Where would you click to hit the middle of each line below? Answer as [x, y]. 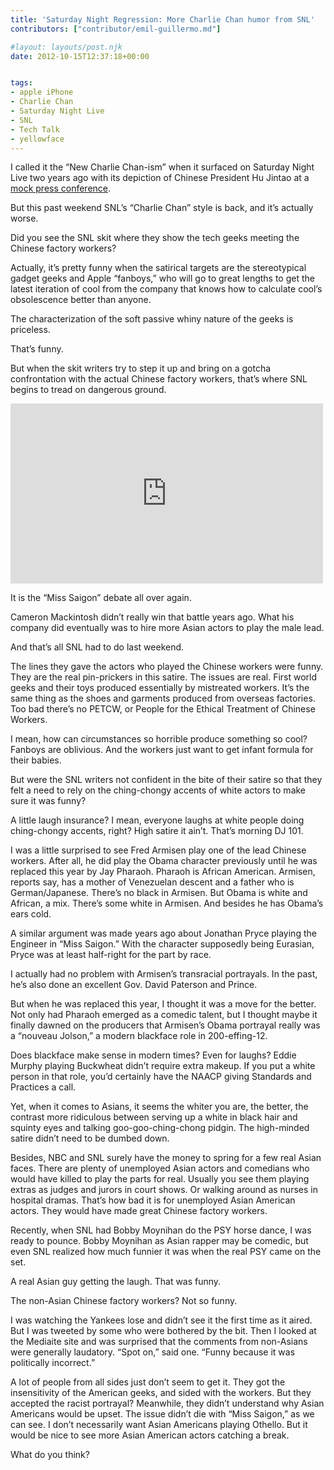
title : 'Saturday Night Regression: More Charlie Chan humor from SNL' [162, 19]
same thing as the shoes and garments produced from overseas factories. [163, 698]
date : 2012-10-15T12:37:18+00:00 [80, 56]
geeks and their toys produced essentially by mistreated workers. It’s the [160, 688]
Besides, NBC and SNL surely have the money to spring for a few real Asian [166, 1158]
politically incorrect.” [53, 1363]
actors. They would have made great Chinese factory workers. [139, 1211]
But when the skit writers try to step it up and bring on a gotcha [141, 368]
